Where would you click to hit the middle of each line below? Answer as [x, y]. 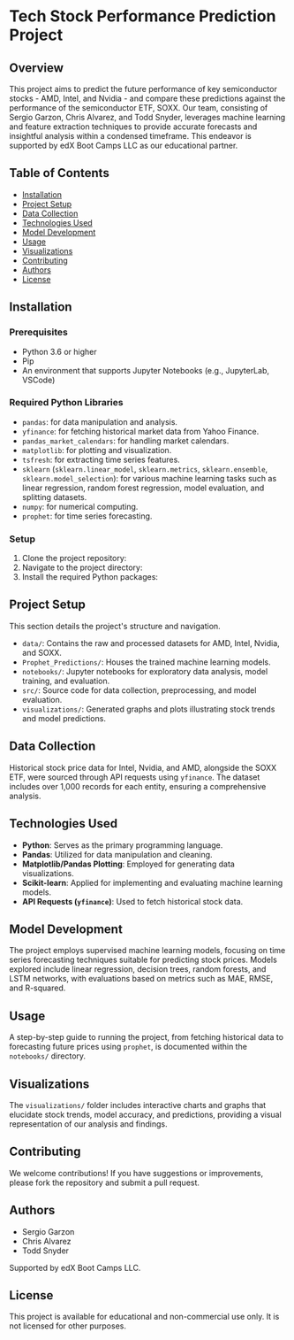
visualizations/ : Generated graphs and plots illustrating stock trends [148, 709]
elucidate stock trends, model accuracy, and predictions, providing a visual [146, 1114]
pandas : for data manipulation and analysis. [100, 421]
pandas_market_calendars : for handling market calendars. [125, 441]
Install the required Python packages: [90, 577]
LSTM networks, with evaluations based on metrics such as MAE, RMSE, [141, 979]
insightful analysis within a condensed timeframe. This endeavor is [130, 136]
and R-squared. [38, 988]
